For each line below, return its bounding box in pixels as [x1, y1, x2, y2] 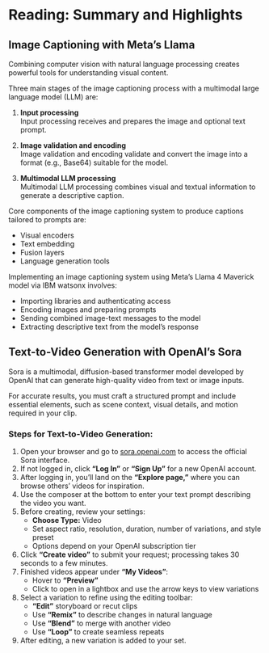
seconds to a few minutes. [19, 558, 108, 568]
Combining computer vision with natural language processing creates [8, 59, 240, 69]
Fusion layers [19, 248, 65, 257]
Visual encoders [19, 230, 74, 240]
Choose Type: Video [32, 516, 103, 525]
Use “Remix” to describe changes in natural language [32, 610, 212, 620]
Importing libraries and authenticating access [19, 297, 171, 305]
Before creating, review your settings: [19, 507, 145, 516]
